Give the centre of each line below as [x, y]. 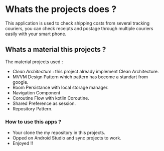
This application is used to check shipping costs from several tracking [77, 23]
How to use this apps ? [33, 121]
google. [20, 82]
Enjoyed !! [23, 143]
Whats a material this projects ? [56, 49]
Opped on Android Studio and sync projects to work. [67, 138]
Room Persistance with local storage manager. [60, 87]
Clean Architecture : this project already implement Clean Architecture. [86, 71]
